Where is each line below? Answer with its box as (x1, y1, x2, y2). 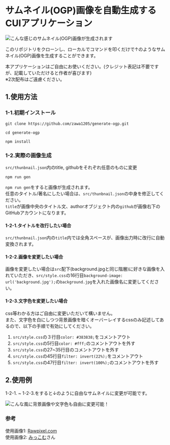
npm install (5, 139, 31, 144)
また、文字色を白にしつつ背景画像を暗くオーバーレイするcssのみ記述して (5, 316, 160, 322)
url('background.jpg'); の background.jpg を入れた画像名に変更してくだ (5, 279, 155, 285)
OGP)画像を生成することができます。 (20, 52, 99, 59)
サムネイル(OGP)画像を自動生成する (5, 5, 157, 16)
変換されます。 (5, 241, 37, 247)
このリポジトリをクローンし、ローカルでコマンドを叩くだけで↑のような (5, 46, 157, 52)
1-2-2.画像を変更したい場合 (5, 253, 63, 260)
